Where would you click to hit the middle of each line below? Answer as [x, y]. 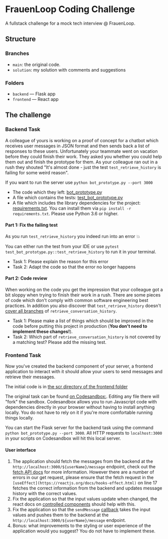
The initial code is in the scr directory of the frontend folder [67, 387]
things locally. [20, 418]
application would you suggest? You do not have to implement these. [84, 531]
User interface [21, 450]
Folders [15, 83]
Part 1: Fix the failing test [31, 225]
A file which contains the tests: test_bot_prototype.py [68, 197]
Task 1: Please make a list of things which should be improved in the [83, 321]
